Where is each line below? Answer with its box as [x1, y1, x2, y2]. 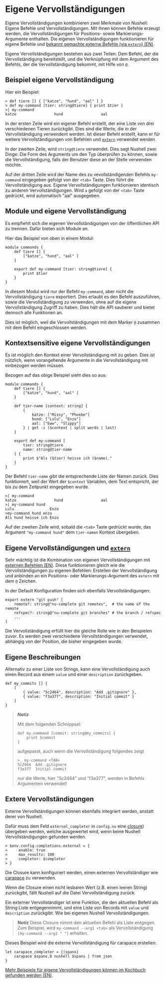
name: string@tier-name [23, 447, 72, 452]
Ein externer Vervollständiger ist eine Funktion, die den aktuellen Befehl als [5, 899, 159, 905]
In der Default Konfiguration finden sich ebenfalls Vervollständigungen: [5, 588, 151, 594]
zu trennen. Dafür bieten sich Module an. [5, 225, 89, 231]
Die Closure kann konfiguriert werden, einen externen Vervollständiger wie [5, 870, 158, 875]
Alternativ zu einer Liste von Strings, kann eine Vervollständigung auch [5, 666, 150, 672]
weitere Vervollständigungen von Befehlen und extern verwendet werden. [5, 136, 157, 142]
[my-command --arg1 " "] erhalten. [17, 930, 88, 936]
